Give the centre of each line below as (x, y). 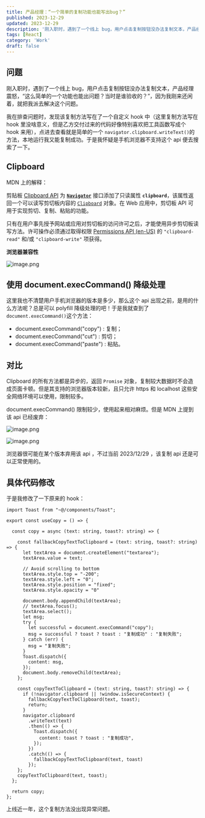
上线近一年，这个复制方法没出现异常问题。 (60, 809)
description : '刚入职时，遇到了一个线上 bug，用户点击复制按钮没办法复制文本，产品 (101, 29)
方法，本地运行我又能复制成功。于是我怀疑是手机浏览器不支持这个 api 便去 (100, 139)
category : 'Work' (28, 40)
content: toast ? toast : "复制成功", (86, 738)
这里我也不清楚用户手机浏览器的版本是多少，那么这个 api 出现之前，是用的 (100, 301)
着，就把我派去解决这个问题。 (44, 103)
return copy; (28, 791)
